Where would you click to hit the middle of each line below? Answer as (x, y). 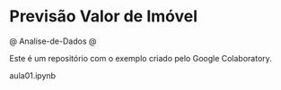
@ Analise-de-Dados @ (53, 41)
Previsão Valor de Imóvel (104, 16)
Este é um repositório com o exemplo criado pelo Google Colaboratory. (140, 58)
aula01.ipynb (33, 75)
